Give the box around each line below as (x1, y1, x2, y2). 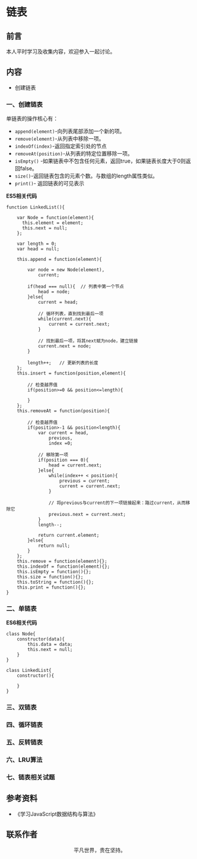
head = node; (37, 289, 70, 295)
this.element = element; (21, 220, 84, 226)
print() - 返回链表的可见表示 (14, 180, 85, 187)
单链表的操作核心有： (6, 115, 58, 122)
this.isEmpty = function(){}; (17, 569, 92, 575)
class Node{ (6, 631, 36, 637)
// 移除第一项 (37, 452, 68, 458)
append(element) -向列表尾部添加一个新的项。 (14, 127, 125, 135)
